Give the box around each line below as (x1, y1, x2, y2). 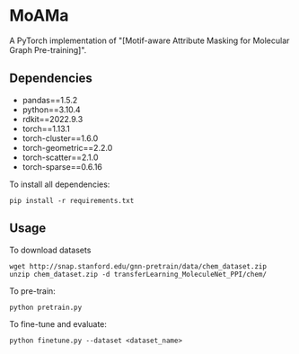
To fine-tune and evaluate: (9, 318, 108, 329)
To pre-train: (9, 285, 56, 296)
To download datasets (9, 244, 92, 255)
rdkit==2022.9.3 (22, 113, 84, 124)
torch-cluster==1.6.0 (22, 132, 99, 144)
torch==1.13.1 (22, 123, 70, 134)
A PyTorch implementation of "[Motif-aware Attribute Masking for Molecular (9, 35, 290, 46)
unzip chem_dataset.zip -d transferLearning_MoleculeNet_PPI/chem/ (9, 270, 268, 279)
